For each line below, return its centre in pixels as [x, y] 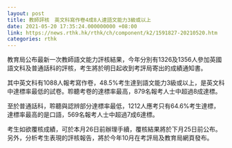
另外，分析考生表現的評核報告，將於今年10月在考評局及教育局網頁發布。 [110, 138]
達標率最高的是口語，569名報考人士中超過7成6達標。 [83, 115]
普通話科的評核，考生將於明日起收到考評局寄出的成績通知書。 [119, 68]
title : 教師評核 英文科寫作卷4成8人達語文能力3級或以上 [79, 20]
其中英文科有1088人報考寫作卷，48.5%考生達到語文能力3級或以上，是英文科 [116, 83]
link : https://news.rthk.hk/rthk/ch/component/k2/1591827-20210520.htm [112, 33]
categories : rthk [32, 39]
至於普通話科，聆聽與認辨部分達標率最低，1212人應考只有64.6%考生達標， [113, 106]
